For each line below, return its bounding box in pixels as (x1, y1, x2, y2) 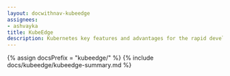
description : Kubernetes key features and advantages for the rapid (7, 35, 207, 42)
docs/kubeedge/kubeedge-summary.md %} (7, 61, 132, 69)
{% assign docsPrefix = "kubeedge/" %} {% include (7, 54, 154, 62)
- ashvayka (7, 22, 38, 29)
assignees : (7, 16, 38, 23)
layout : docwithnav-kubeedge (7, 9, 90, 17)
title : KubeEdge (7, 28, 53, 36)
